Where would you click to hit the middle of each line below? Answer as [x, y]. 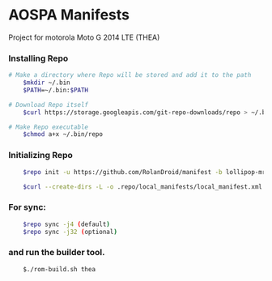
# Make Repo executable [49, 127]
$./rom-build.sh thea [59, 269]
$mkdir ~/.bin [47, 83]
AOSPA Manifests [69, 15]
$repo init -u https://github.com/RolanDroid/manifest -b [123, 172]
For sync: [27, 207]
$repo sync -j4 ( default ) [67, 224]
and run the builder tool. [57, 253]
